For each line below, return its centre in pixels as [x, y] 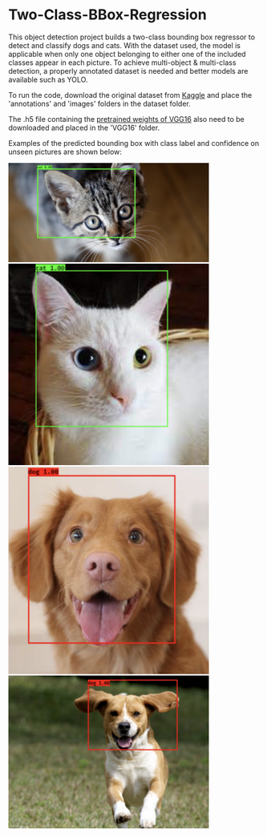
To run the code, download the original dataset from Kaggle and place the [130, 95]
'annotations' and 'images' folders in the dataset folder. [99, 103]
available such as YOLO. [48, 79]
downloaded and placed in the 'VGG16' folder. [84, 127]
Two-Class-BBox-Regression [107, 15]
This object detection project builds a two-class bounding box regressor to [131, 37]
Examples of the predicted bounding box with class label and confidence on [134, 143]
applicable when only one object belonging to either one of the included [127, 54]
